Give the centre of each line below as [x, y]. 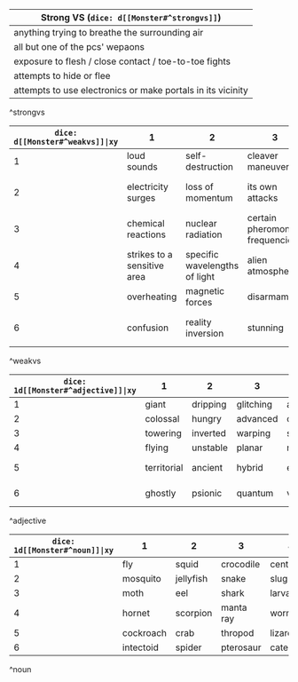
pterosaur [241, 647]
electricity [148, 187]
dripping [209, 404]
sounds [142, 167]
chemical [146, 223]
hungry [207, 419]
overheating [152, 297]
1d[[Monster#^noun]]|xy [64, 550]
